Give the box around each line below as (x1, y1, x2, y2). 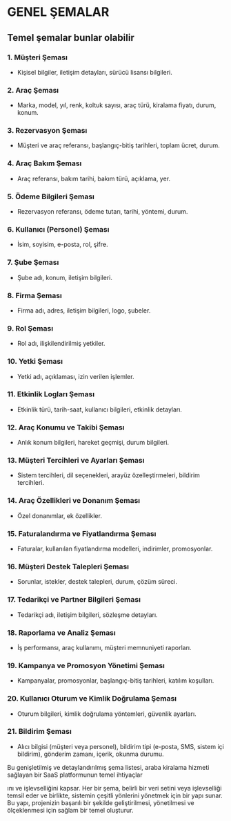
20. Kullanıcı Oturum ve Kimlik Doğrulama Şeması (7, 694, 177, 703)
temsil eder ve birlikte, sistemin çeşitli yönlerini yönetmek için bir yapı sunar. (7, 791, 223, 800)
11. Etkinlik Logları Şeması (7, 389, 95, 399)
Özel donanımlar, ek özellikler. (17, 511, 102, 519)
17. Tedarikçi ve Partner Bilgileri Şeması (7, 595, 141, 605)
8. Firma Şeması (7, 290, 62, 300)
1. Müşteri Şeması (7, 53, 68, 62)
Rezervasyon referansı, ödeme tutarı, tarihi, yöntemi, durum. (17, 207, 188, 216)
